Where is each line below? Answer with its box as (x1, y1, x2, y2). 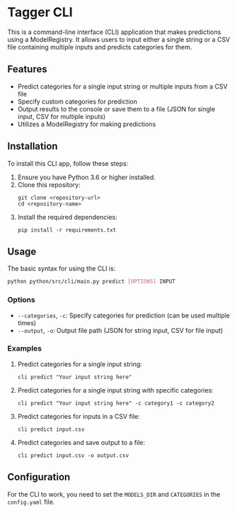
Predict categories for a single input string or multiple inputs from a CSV (17, 82, 228, 91)
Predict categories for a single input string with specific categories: (17, 385, 214, 394)
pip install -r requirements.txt (17, 226, 117, 234)
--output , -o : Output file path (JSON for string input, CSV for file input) (17, 326, 224, 334)
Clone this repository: (17, 180, 81, 188)
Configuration (7, 471, 71, 483)
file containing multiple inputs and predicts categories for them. (7, 43, 192, 51)
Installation (7, 140, 58, 152)
